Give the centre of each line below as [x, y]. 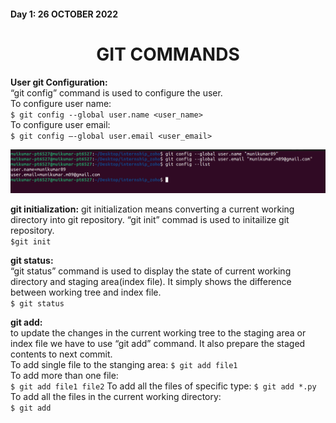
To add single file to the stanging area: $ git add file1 [124, 365]
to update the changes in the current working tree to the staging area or [158, 333]
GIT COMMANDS [168, 54]
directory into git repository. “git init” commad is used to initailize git [150, 220]
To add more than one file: [64, 376]
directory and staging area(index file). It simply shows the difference [151, 282]
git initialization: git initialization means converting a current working [152, 209]
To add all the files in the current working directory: [116, 397]
